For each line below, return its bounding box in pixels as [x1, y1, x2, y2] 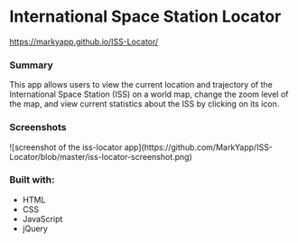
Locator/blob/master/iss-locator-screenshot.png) [9, 151, 192, 162]
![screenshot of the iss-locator [9, 142, 123, 153]
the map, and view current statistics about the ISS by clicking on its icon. [9, 98, 280, 109]
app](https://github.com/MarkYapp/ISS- [124, 142, 274, 153]
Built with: [9, 173, 55, 186]
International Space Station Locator [9, 6, 282, 27]
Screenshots [9, 121, 67, 134]
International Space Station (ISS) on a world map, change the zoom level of [9, 89, 289, 100]
